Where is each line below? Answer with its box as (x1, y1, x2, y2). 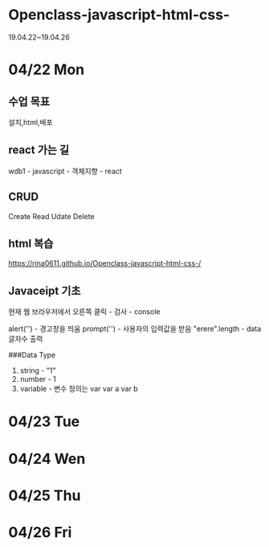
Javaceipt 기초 (8, 284, 81, 297)
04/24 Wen (8, 450, 86, 468)
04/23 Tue (8, 412, 80, 431)
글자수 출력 (8, 334, 43, 344)
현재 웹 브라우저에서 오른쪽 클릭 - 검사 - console (8, 307, 161, 317)
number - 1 (19, 375, 56, 384)
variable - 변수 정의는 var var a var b (19, 384, 138, 394)
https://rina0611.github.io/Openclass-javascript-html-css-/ (8, 259, 202, 268)
